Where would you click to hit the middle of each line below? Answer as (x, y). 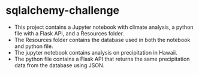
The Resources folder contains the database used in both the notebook (102, 40)
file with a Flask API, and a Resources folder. (69, 33)
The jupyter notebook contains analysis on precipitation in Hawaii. (96, 52)
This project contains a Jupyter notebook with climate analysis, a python (104, 27)
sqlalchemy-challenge (63, 10)
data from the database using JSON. (59, 65)
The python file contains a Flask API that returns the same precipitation (102, 59)
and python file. (34, 46)
